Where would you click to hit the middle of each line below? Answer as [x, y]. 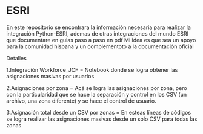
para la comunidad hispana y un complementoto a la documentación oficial [100, 46]
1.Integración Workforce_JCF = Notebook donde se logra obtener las [92, 69]
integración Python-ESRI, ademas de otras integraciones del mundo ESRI [98, 33]
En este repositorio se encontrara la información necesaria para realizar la [98, 27]
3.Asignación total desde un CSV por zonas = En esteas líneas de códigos [99, 112]
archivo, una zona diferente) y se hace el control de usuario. [81, 101]
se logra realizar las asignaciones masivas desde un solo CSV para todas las [102, 119]
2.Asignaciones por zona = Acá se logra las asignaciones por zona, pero [97, 88]
